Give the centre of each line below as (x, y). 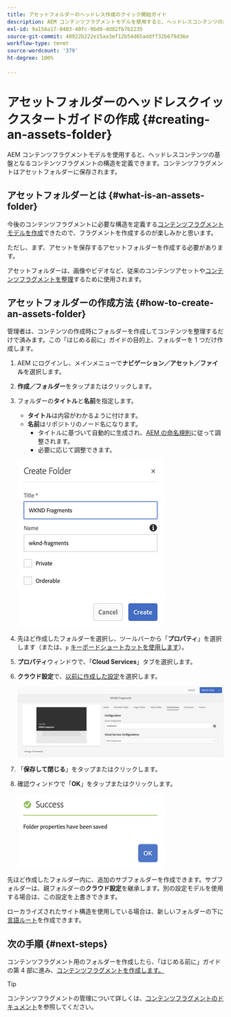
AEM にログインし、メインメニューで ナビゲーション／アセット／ (109, 363)
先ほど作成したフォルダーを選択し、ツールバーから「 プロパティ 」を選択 (119, 639)
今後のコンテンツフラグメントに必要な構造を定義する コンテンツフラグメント (115, 224)
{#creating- (176, 119)
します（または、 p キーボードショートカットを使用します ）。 (102, 647)
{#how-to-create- (175, 303)
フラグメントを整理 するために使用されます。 (82, 279)
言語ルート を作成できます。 (46, 920)
